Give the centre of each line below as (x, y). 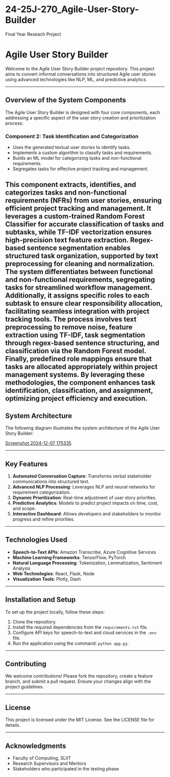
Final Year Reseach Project (33, 34)
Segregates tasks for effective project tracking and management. (80, 169)
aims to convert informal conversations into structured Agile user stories (80, 74)
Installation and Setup (40, 600)
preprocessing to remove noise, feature (69, 327)
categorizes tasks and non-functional (66, 193)
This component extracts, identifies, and (71, 185)
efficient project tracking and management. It (78, 209)
